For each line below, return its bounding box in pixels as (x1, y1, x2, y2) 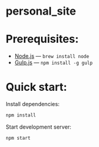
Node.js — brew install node (14, 52, 89, 60)
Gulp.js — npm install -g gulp (14, 59, 93, 66)
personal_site (5, 4, 76, 18)
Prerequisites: (5, 32, 79, 46)
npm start (5, 135, 31, 141)
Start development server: (5, 123, 71, 131)
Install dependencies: (5, 101, 60, 108)
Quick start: (5, 81, 68, 94)
